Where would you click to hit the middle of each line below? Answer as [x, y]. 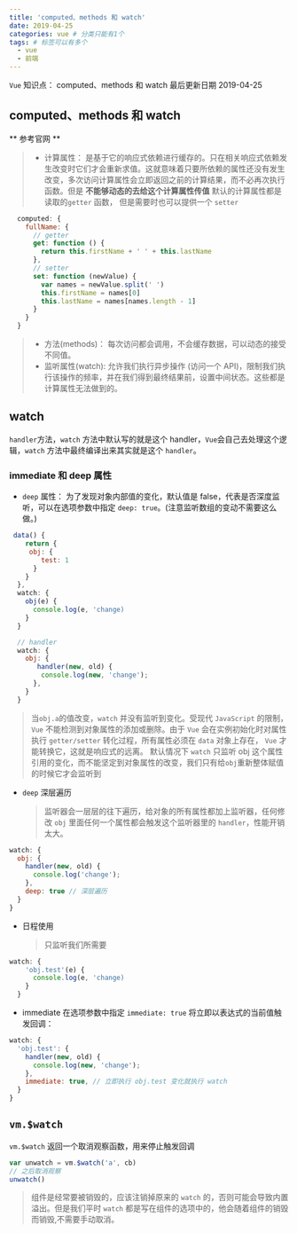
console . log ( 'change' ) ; [77, 875]
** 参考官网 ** [35, 138]
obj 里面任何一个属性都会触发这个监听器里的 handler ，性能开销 [170, 822]
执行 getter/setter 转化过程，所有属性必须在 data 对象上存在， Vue [154, 740]
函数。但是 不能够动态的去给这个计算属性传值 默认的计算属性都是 [163, 191]
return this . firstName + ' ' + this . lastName [127, 252]
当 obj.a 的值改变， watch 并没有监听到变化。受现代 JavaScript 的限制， [159, 718]
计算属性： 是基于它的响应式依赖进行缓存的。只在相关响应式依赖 [162, 157]
